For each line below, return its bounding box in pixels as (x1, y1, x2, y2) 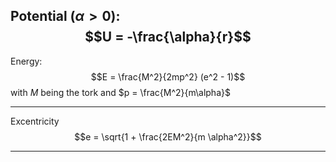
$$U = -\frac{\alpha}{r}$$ (84, 29, 252, 46)
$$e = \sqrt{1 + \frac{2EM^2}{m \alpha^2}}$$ (74, 130, 262, 143)
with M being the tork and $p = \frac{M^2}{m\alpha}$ (10, 86, 231, 98)
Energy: (10, 55, 43, 67)
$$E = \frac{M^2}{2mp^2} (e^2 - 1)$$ (90, 70, 246, 83)
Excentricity (10, 115, 60, 127)
